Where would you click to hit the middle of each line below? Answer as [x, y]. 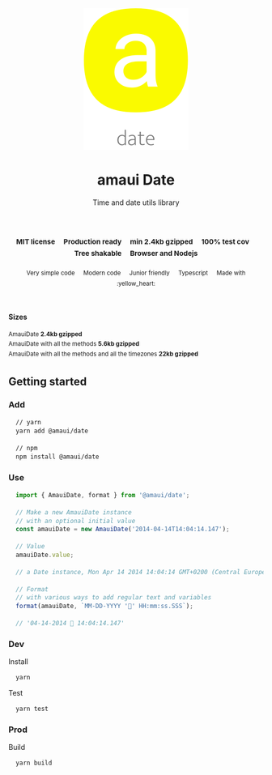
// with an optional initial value [76, 521]
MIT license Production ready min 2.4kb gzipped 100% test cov [132, 242]
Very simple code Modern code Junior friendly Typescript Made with [136, 273]
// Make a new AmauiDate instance [74, 512]
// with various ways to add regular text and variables [114, 598]
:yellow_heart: [136, 283]
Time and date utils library [136, 202]
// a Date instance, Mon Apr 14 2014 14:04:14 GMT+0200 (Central [128, 572]
